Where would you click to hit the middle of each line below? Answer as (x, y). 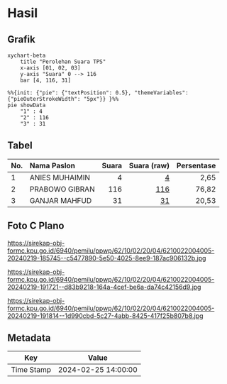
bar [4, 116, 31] (46, 80)
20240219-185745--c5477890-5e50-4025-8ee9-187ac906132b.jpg (107, 258)
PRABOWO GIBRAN (62, 189)
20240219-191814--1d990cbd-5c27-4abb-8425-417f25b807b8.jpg (105, 316)
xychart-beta (27, 55)
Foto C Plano (36, 226)
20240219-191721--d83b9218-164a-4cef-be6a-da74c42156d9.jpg (104, 287)
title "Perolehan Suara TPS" (63, 62)
